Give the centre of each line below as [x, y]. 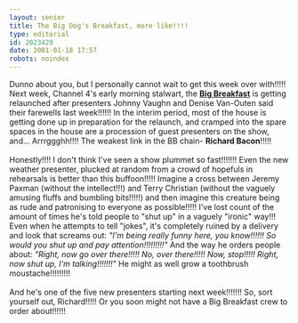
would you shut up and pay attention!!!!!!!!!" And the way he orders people [145, 245]
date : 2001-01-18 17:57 [53, 51]
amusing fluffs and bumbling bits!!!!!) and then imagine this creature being [145, 198]
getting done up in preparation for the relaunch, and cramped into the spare [148, 122]
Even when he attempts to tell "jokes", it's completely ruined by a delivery [144, 226]
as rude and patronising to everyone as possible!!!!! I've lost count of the [141, 207]
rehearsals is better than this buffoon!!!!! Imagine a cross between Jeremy [145, 178]
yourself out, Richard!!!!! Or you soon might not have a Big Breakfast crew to [149, 302]
